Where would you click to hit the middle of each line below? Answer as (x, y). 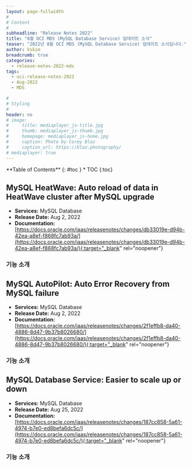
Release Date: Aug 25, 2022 (49, 409)
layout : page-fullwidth (35, 11)
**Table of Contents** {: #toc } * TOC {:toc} (59, 169)
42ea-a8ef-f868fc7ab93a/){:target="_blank (67, 248)
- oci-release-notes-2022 (43, 77)
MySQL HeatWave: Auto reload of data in (82, 188)
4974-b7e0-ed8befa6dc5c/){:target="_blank (68, 440)
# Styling (18, 104)
